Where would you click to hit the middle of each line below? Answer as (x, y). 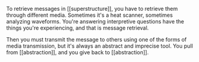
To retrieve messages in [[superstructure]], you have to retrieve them (92, 9)
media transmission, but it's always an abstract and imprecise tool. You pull (99, 46)
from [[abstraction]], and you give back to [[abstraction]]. (77, 52)
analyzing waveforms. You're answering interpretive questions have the (95, 21)
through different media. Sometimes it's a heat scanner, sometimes (90, 15)
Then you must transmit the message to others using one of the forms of (96, 39)
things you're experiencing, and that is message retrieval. (77, 28)
